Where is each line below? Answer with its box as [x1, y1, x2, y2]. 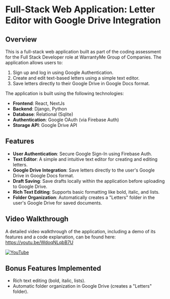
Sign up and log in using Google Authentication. [12, 69, 114, 76]
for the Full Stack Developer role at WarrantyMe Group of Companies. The [5, 54, 162, 60]
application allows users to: [5, 60, 63, 65]
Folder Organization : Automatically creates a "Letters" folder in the [12, 194, 155, 200]
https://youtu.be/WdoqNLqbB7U [5, 239, 74, 245]
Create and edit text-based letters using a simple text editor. [12, 75, 140, 81]
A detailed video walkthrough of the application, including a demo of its [5, 228, 156, 234]
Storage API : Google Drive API [12, 122, 78, 128]
